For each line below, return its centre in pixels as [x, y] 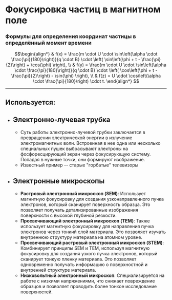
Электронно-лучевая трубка [61, 120]
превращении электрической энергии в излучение [76, 138]
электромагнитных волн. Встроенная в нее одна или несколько [90, 143]
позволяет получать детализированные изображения [79, 210]
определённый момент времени [49, 43]
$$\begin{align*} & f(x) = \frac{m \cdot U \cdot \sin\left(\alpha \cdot [86, 54]
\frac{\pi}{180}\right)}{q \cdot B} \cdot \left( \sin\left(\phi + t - [76, 60]
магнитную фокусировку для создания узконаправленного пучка [92, 199]
